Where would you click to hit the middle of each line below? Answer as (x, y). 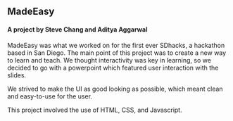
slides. (17, 75)
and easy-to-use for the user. (50, 96)
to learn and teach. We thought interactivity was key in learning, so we (109, 60)
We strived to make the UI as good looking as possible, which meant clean (115, 89)
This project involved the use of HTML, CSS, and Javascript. (95, 110)
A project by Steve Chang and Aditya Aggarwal (77, 29)
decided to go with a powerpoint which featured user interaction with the (113, 68)
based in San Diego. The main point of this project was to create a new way (117, 53)
